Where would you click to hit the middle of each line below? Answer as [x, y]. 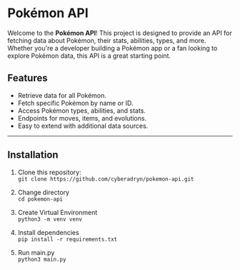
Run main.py [36, 252]
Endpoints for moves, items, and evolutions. [82, 118]
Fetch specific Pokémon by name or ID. [75, 103]
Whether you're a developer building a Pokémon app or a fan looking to [112, 48]
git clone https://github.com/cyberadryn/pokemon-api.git [106, 179]
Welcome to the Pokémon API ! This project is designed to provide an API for [120, 33]
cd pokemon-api [40, 199]
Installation [33, 155]
